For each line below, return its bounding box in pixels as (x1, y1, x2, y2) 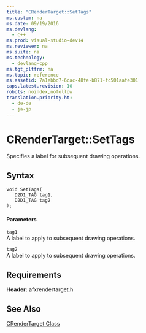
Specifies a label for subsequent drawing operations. (6, 153, 140, 160)
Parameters (6, 215, 37, 223)
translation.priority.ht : (6, 94, 72, 101)
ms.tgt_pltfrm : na (6, 66, 53, 72)
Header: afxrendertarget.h (6, 286, 74, 293)
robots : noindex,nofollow (6, 89, 72, 95)
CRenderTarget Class (6, 320, 60, 327)
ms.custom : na (6, 15, 43, 21)
